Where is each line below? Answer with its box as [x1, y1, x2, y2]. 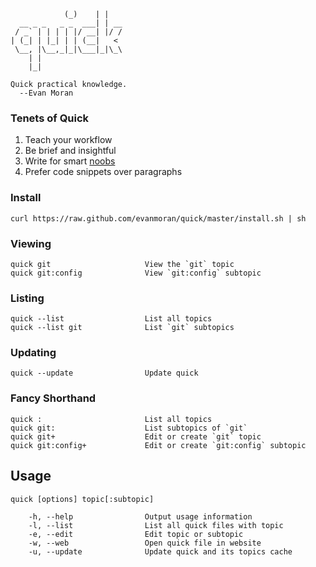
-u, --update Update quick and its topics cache [28, 546, 293, 557]
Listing [10, 291, 45, 305]
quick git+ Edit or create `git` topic [10, 431, 262, 442]
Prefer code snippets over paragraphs [24, 166, 183, 178]
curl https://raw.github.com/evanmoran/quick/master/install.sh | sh [10, 213, 307, 224]
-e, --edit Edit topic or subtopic [28, 529, 244, 539]
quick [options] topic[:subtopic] [10, 494, 155, 504]
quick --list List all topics [10, 314, 213, 324]
